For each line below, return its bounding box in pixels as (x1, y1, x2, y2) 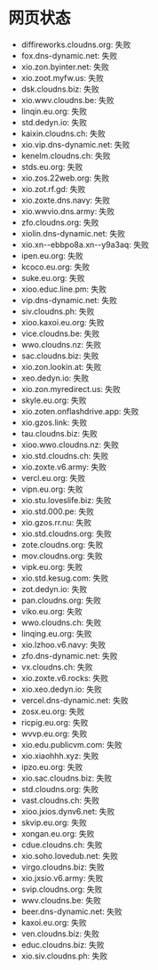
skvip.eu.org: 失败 (20, 817, 88, 828)
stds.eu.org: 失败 (20, 161, 83, 172)
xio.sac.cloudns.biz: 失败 (20, 773, 113, 783)
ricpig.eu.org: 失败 (20, 717, 89, 727)
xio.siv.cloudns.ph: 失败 (20, 950, 108, 961)
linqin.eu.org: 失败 (20, 106, 88, 116)
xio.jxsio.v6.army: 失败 (20, 872, 104, 883)
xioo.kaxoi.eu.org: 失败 (20, 317, 105, 327)
